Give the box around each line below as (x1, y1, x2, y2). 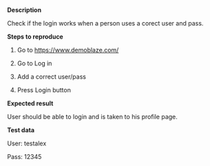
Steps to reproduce (7, 32, 63, 41)
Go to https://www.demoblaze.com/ (17, 46, 119, 54)
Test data (7, 126, 35, 134)
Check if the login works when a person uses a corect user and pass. (7, 19, 204, 27)
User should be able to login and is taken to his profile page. (7, 113, 178, 121)
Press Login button (17, 86, 71, 94)
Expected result (7, 99, 54, 107)
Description (7, 6, 42, 14)
